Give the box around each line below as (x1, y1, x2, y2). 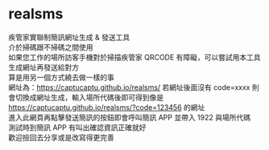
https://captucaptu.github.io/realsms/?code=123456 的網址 (8, 102, 205, 112)
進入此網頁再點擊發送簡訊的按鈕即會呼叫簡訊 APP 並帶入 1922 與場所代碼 (8, 112, 251, 122)
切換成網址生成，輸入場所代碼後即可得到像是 (14, 92, 163, 102)
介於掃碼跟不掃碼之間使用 (8, 42, 93, 52)
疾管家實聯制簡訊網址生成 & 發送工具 (8, 32, 130, 42)
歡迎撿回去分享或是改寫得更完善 (8, 132, 114, 142)
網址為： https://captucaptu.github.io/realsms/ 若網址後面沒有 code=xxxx (8, 82, 251, 92)
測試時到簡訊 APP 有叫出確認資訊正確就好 (8, 122, 147, 132)
